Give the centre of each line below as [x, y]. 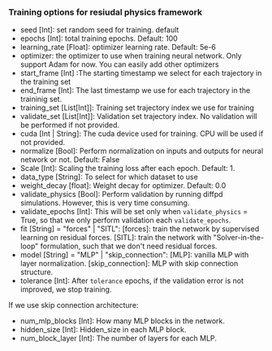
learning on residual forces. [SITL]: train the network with [116, 238]
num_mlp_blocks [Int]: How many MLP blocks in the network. [123, 321]
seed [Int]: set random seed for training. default [99, 30]
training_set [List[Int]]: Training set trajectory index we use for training [137, 107]
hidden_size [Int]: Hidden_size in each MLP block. [103, 330]
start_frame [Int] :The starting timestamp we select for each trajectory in [141, 73]
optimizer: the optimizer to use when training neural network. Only [131, 56]
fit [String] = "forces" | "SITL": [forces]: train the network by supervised [140, 229]
